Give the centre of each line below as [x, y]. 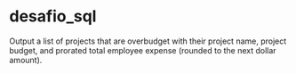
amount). [26, 60]
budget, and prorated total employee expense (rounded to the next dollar [143, 50]
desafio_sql [53, 16]
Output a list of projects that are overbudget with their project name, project [148, 41]
